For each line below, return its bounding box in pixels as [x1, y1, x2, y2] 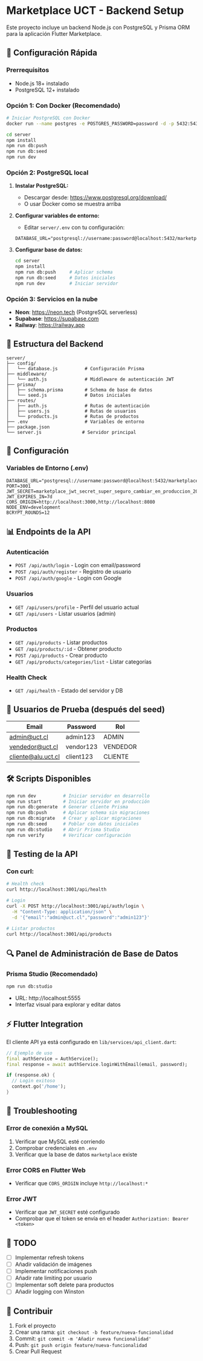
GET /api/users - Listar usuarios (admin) [14, 610, 116, 617]
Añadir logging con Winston [14, 1288, 85, 1296]
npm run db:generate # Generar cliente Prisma [6, 804, 129, 810]
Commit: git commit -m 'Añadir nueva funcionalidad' [14, 1335, 152, 1342]
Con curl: [6, 867, 34, 876]
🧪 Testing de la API [6, 849, 78, 859]
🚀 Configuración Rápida [6, 48, 98, 58]
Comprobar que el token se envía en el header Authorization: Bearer [14, 1215, 189, 1222]
